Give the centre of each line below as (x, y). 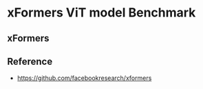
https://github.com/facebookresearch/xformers (84, 78)
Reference (30, 61)
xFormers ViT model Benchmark (101, 13)
